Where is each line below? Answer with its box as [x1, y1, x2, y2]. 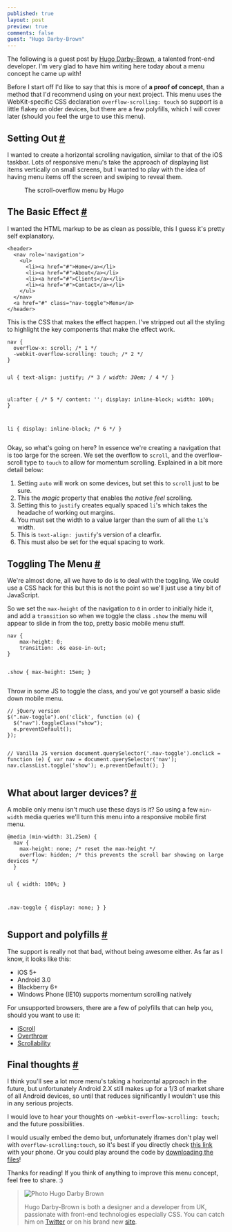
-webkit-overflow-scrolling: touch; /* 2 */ [13, 351, 144, 357]
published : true [7, 10, 54, 17]
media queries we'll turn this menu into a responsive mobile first [23, 812, 206, 821]
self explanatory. [7, 232, 55, 240]
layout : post [7, 17, 45, 24]
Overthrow [17, 1032, 48, 1040]
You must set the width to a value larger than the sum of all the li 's [17, 516, 209, 524]
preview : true [7, 23, 48, 30]
